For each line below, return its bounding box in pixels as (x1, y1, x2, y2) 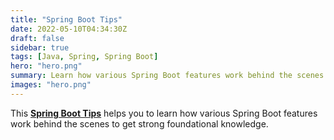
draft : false (10, 33, 65, 43)
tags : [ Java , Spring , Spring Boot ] (10, 52, 159, 62)
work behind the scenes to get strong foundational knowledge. (10, 117, 269, 130)
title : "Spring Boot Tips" (10, 14, 123, 25)
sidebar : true (10, 42, 70, 53)
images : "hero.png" (10, 80, 92, 90)
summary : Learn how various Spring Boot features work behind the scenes (10, 71, 325, 81)
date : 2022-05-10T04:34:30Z (10, 24, 128, 34)
